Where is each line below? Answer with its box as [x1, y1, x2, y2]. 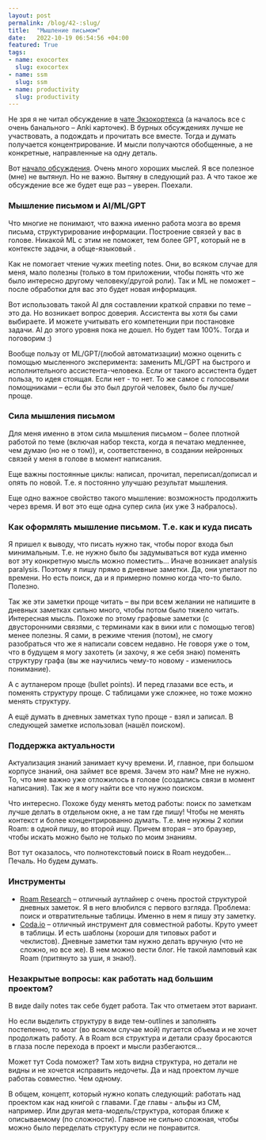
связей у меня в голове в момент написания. [8, 454, 162, 463]
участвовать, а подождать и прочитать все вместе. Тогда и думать [8, 132, 237, 141]
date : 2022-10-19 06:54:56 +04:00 [8, 33, 129, 42]
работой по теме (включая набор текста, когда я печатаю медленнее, [8, 437, 246, 447]
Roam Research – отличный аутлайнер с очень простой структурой [19, 894, 247, 904]
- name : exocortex [8, 56, 69, 64]
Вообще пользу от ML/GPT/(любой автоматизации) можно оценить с [8, 348, 242, 358]
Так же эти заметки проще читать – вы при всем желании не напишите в [8, 597, 256, 607]
